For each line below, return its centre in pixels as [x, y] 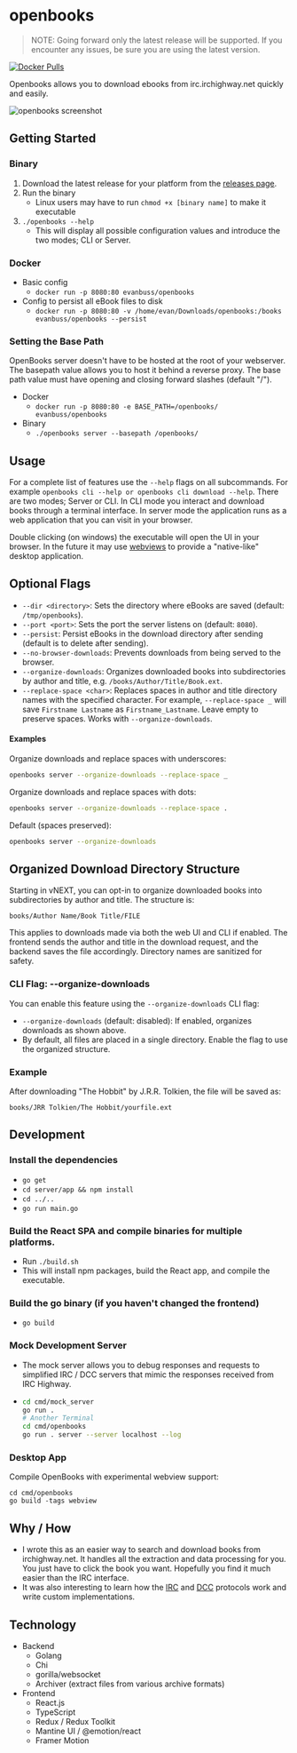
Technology [43, 1625]
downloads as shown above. [74, 1030]
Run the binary [49, 193]
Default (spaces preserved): [61, 825]
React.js [50, 1702]
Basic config [45, 282]
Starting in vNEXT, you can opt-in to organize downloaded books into [136, 890]
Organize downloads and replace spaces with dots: [103, 792]
